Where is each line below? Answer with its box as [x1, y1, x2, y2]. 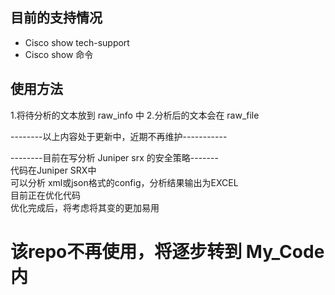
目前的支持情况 [10, 9, 103, 27]
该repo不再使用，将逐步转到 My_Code [10, 240, 325, 263]
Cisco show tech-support [24, 36, 130, 48]
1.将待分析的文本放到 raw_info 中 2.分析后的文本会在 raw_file [10, 109, 260, 121]
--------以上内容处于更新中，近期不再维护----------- [10, 130, 228, 142]
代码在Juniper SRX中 [10, 164, 97, 176]
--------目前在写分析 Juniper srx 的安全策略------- [10, 151, 219, 163]
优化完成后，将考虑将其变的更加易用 [10, 201, 160, 213]
